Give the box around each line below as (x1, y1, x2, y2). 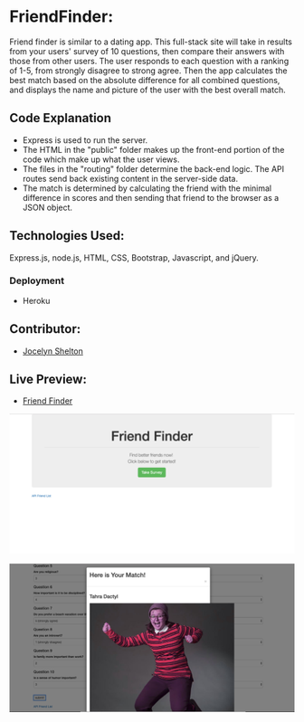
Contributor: (9, 321, 81, 337)
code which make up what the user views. (22, 154, 180, 165)
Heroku (22, 295, 51, 306)
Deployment (9, 274, 65, 287)
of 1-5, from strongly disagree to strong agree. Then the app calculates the (9, 65, 288, 76)
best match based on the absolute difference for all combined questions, (9, 74, 280, 85)
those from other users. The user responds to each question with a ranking (9, 55, 290, 66)
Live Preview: (9, 372, 88, 387)
